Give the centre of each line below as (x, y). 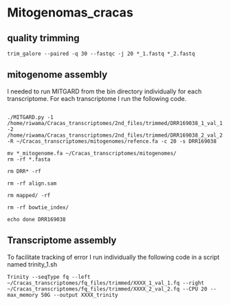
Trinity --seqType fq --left (49, 277)
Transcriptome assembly (62, 241)
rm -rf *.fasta (29, 159)
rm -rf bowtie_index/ (38, 207)
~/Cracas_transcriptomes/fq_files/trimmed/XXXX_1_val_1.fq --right (106, 283)
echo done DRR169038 (37, 219)
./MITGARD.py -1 (30, 117)
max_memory (23, 295)
